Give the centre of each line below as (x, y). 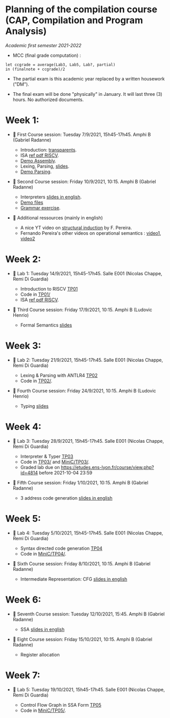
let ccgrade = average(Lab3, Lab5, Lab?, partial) (60, 65)
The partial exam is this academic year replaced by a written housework (89, 78)
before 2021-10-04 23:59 (66, 473)
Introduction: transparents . (48, 150)
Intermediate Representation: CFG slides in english (74, 579)
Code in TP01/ (35, 294)
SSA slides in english (42, 629)
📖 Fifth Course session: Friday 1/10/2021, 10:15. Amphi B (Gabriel (80, 482)
